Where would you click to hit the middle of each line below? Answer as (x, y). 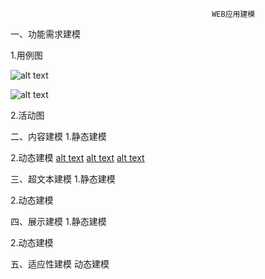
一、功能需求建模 (45, 34)
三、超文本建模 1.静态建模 (63, 179)
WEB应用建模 (233, 14)
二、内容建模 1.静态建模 (58, 136)
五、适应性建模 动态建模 (60, 264)
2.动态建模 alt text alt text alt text (77, 157)
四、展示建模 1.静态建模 (58, 221)
